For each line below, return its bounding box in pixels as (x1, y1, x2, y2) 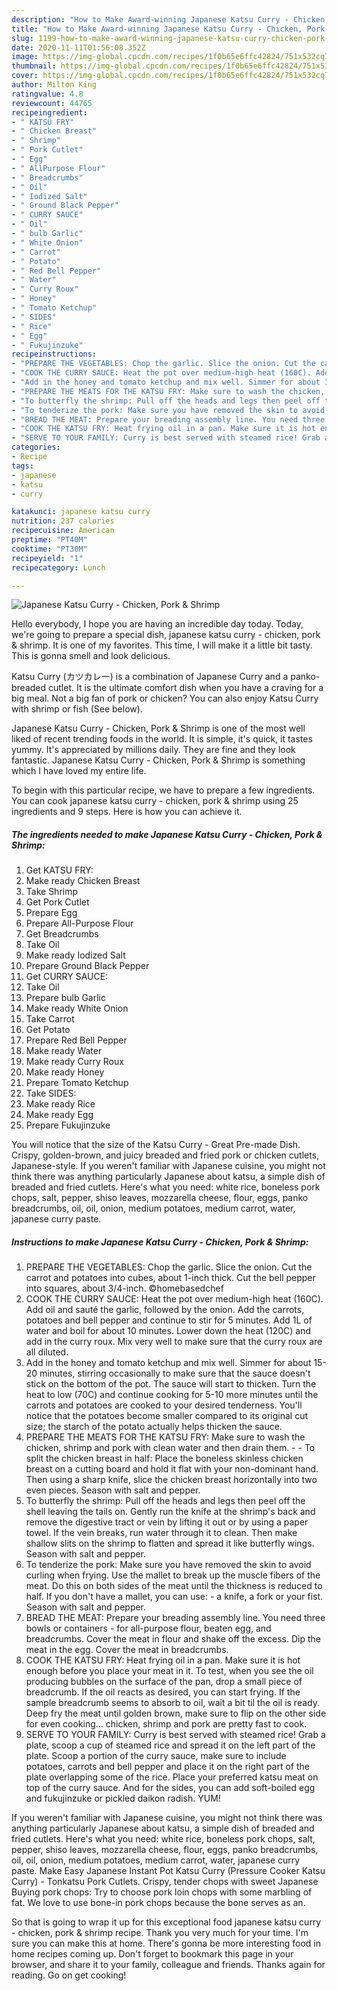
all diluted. (25, 1346, 69, 1358)
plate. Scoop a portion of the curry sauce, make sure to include (25, 1750, 287, 1762)
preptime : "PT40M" (11, 535, 88, 545)
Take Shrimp (25, 886, 79, 898)
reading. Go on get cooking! (11, 1969, 127, 1981)
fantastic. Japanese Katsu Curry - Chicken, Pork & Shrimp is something (11, 754, 306, 766)
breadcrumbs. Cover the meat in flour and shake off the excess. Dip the (25, 1633, 322, 1645)
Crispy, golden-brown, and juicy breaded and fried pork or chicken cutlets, (11, 1149, 320, 1161)
